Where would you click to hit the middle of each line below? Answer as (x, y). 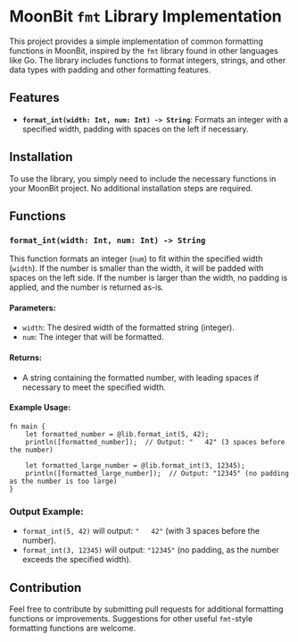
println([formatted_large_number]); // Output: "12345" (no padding (157, 473)
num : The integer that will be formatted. (93, 337)
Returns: (26, 358)
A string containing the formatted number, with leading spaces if (141, 377)
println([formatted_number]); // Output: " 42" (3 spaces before (155, 442)
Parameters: (33, 308)
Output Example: (46, 511)
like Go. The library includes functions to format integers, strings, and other (148, 60)
